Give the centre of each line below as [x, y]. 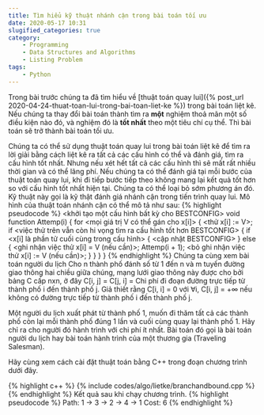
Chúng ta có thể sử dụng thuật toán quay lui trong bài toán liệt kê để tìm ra [129, 146]
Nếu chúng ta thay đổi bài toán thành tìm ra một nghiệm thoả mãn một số [128, 114]
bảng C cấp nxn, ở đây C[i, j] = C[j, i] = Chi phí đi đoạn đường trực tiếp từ [127, 280]
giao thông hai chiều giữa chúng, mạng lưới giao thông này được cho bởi [126, 272]
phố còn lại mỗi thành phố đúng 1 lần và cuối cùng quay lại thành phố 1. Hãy [132, 321]
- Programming [45, 45]
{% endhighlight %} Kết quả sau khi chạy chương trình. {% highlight [119, 394]
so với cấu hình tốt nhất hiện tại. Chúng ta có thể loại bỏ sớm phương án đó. [132, 188]
